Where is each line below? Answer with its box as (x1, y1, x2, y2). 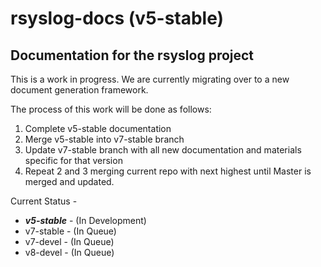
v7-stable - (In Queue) (24, 225, 117, 237)
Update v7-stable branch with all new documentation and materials (24, 144, 302, 156)
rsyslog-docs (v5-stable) (10, 7, 225, 30)
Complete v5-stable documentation (24, 123, 172, 134)
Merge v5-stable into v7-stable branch (24, 133, 185, 145)
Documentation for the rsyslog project (10, 47, 255, 64)
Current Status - (10, 195, 78, 207)
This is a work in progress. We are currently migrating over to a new (10, 73, 290, 85)
